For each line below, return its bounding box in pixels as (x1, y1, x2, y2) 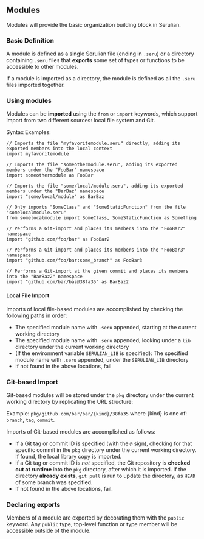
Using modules (6, 97, 52, 105)
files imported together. (6, 82, 65, 89)
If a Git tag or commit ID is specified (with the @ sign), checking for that (15, 440, 192, 447)
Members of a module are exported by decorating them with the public (6, 514, 185, 521)
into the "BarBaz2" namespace (6, 273, 83, 280)
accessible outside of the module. (6, 527, 91, 535)
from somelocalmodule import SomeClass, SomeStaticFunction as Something (6, 215, 197, 221)
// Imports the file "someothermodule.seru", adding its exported (6, 161, 178, 168)
